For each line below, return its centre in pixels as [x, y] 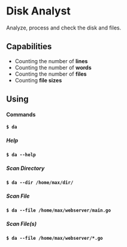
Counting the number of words [53, 67]
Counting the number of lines [51, 61]
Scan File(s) [22, 224]
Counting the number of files [51, 74]
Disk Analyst [38, 11]
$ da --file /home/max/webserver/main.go [59, 211]
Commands [21, 114]
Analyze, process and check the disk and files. [64, 28]
